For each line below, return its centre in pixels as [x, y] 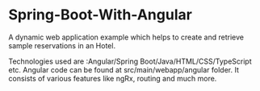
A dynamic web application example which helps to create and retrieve [126, 37]
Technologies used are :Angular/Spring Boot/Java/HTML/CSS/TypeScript [130, 61]
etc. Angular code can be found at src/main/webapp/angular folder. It [124, 69]
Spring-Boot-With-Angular [100, 15]
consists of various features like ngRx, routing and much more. [113, 78]
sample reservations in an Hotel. [62, 45]
